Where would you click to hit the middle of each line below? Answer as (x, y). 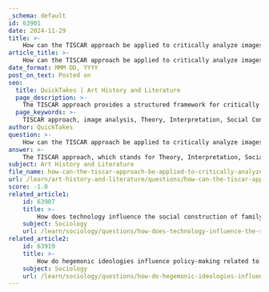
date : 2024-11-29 (37, 30)
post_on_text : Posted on (50, 75)
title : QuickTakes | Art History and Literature (98, 90)
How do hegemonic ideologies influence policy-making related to (149, 261)
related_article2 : (39, 239)
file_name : (26, 172)
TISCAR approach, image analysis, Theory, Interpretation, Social (136, 120)
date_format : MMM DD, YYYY (53, 68)
